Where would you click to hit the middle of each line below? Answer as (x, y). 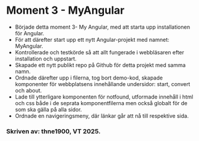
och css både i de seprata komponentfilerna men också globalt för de (101, 103)
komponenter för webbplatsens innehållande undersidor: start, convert (103, 84)
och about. (28, 90)
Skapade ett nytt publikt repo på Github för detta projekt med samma (100, 65)
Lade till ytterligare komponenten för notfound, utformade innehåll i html (104, 97)
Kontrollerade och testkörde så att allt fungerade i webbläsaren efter (99, 52)
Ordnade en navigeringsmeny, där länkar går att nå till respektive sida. (102, 116)
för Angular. (29, 33)
